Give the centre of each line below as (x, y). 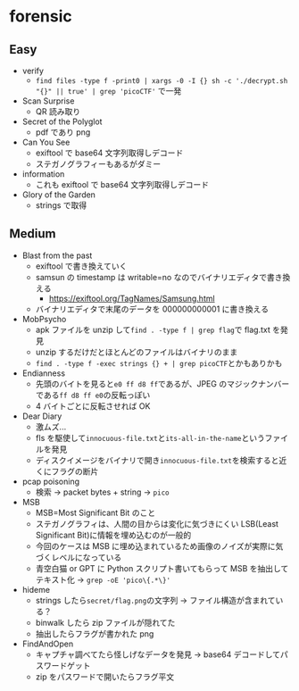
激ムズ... (51, 427)
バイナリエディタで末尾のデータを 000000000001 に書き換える (152, 309)
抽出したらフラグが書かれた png (95, 633)
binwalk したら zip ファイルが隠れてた (105, 622)
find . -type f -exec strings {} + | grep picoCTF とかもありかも (159, 362)
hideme (36, 589)
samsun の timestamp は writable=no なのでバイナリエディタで (151, 277)
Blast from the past (57, 255)
